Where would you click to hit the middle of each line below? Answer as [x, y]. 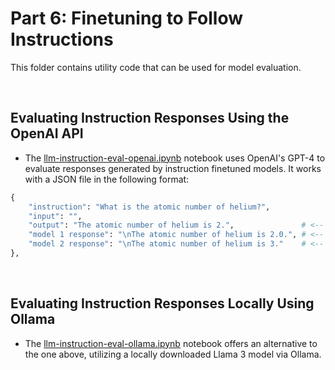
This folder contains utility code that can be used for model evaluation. [156, 67]
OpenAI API [47, 133]
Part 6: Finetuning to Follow [126, 18]
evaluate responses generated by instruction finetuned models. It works [173, 168]
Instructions [62, 39]
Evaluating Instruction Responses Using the [150, 118]
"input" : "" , [55, 216]
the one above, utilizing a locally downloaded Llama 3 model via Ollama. [173, 354]
